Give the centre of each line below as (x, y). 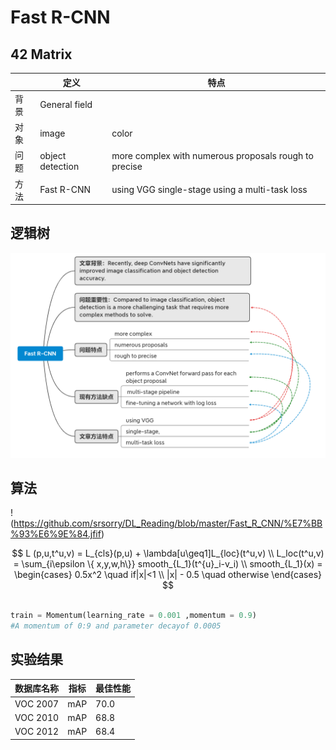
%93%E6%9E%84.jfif (56, 534)
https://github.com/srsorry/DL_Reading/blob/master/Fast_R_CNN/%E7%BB (168, 523)
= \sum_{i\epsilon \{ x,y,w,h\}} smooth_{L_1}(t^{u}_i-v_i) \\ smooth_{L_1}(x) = (168, 564)
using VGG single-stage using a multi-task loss (209, 189)
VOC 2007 (37, 703)
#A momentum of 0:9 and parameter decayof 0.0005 (116, 626)
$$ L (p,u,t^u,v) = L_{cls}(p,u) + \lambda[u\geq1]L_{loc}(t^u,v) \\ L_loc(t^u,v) (168, 553)
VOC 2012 (37, 732)
